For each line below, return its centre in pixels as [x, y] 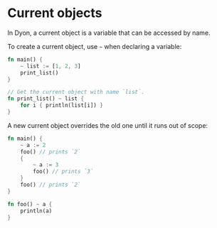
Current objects [55, 13]
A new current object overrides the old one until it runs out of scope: [108, 125]
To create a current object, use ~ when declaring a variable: [95, 46]
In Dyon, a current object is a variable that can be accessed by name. [109, 33]
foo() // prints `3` [63, 172]
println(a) [36, 211]
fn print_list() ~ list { [46, 99]
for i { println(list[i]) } [62, 105]
